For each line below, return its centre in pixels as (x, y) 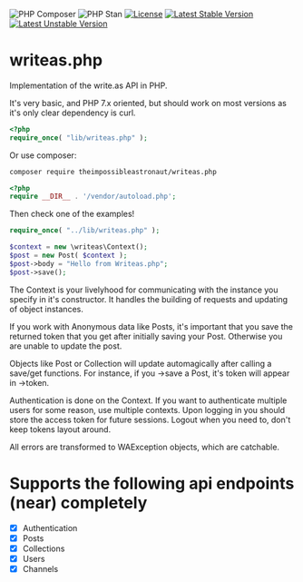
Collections (44, 548)
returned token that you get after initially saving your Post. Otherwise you (146, 336)
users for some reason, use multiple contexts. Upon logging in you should (147, 409)
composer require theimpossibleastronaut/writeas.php (113, 172)
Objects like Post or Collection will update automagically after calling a (141, 363)
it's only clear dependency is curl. (73, 113)
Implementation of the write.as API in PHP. (88, 85)
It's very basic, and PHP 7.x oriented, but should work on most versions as (148, 103)
